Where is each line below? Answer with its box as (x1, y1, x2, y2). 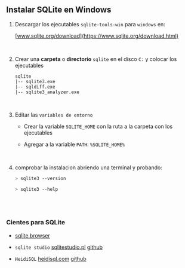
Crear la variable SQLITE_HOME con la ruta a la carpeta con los (23, 123, 173, 130)
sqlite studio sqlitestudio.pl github (14, 243, 103, 251)
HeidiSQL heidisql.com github (14, 255, 87, 262)
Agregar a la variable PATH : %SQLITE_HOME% (23, 141, 125, 148)
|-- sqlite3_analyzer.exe (14, 89, 79, 95)
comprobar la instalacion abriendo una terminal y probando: (14, 164, 163, 171)
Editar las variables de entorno (14, 111, 93, 118)
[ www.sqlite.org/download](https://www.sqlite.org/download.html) (14, 32, 179, 39)
